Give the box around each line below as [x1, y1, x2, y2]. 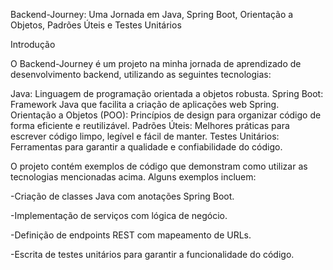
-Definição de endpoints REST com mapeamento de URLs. [10, 229, 252, 241]
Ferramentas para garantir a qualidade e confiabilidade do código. [10, 141, 283, 153]
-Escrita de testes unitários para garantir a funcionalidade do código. [10, 249, 295, 260]
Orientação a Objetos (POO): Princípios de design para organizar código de [10, 109, 322, 121]
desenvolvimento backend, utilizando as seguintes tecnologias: [10, 69, 272, 80]
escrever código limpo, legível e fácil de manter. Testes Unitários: [10, 130, 280, 142]
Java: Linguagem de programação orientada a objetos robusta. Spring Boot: [10, 88, 324, 99]
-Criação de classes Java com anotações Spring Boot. [10, 190, 235, 202]
